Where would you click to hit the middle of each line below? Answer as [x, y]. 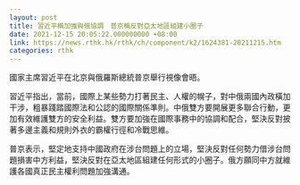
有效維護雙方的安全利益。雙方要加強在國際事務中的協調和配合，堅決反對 [150, 119]
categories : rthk [42, 51]
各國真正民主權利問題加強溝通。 [75, 172]
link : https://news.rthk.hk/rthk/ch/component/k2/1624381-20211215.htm [145, 42]
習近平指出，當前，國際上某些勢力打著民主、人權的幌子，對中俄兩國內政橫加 [150, 97]
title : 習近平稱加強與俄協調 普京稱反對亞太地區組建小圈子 [106, 26]
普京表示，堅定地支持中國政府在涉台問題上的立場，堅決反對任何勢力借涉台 [146, 149]
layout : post [33, 17]
